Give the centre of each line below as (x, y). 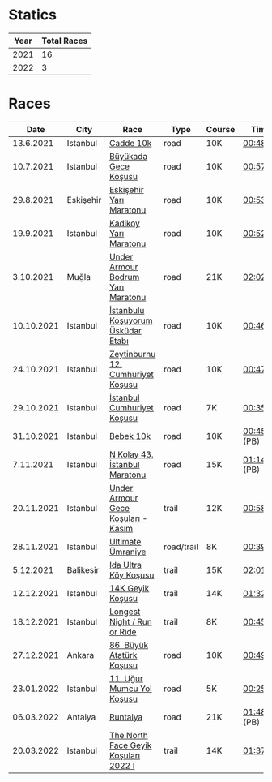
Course (221, 129)
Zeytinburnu (132, 354)
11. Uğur (126, 678)
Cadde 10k (130, 143)
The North (128, 735)
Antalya (81, 717)
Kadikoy (124, 223)
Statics (32, 15)
